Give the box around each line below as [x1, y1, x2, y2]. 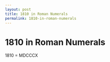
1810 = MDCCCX [5, 52, 38, 58]
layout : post [5, 7, 31, 12]
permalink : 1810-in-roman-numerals [5, 16, 77, 21]
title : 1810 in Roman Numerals [5, 12, 68, 16]
